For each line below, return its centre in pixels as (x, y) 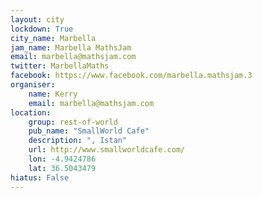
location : (31, 112)
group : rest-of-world (73, 122)
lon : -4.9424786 (62, 159)
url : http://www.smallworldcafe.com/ (107, 150)
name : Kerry (53, 94)
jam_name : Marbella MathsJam (71, 47)
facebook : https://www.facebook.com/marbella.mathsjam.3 (131, 76)
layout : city (37, 19)
